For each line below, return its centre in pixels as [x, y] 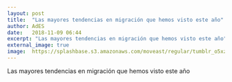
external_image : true [38, 45]
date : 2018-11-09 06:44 [44, 32]
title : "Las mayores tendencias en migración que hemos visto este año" [116, 20]
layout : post [26, 13]
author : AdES [26, 26]
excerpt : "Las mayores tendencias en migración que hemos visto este [109, 39]
